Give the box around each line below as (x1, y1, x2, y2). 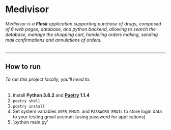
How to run (5, 62, 41, 71)
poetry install (12, 104, 45, 109)
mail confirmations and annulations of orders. (5, 37, 102, 43)
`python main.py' (12, 119, 48, 125)
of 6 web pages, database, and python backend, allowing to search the (5, 26, 156, 32)
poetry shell (12, 98, 41, 104)
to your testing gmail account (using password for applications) (12, 113, 146, 120)
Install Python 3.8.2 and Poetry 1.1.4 (12, 92, 90, 98)
